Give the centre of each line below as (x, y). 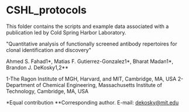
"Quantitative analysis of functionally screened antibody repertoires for (92, 44)
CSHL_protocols (46, 10)
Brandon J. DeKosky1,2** (37, 67)
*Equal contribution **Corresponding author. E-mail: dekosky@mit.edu (92, 102)
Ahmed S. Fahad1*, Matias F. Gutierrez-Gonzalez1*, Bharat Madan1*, (90, 61)
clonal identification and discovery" (49, 50)
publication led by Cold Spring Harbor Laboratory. (66, 32)
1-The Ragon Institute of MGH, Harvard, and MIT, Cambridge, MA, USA (91, 79)
